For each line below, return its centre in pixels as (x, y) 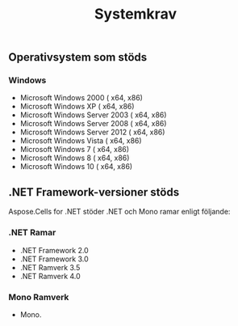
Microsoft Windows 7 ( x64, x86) (75, 150)
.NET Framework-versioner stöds (94, 192)
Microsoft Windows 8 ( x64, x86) (75, 158)
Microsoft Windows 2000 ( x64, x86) (81, 98)
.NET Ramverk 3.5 (50, 267)
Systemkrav (136, 14)
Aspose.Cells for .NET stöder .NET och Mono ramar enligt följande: (119, 212)
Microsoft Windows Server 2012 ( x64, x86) (92, 132)
